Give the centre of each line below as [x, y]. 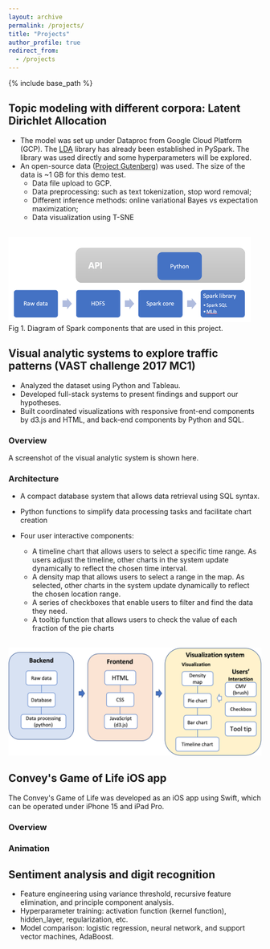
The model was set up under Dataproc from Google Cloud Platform [131, 140]
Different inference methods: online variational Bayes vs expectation [145, 200]
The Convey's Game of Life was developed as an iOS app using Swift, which [135, 798]
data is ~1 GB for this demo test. [73, 174]
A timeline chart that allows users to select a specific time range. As [144, 551]
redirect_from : [34, 51]
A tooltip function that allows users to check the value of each [135, 620]
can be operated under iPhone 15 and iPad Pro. [86, 806]
